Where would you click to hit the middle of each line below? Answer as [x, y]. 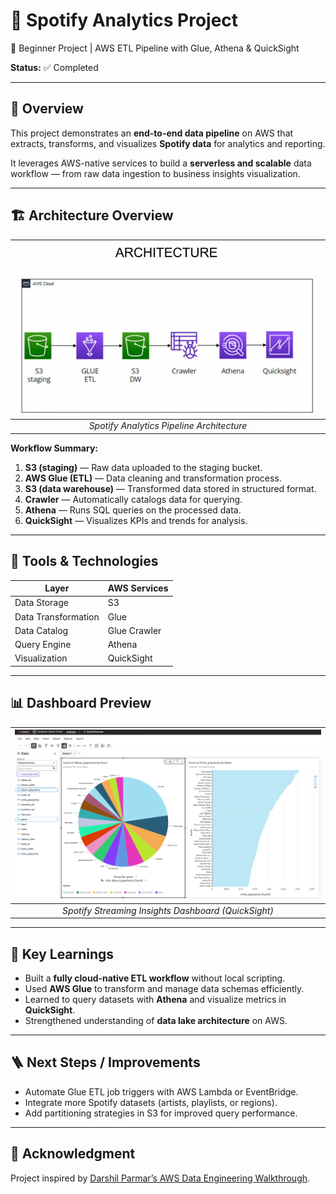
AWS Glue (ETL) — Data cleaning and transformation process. [153, 478]
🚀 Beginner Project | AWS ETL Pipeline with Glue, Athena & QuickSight [155, 48]
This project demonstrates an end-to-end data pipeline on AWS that [152, 133]
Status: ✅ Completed [54, 67]
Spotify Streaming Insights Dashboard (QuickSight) [168, 910]
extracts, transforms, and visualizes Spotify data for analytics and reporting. [168, 143]
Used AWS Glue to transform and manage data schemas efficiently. [164, 989]
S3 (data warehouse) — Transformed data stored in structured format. [170, 488]
